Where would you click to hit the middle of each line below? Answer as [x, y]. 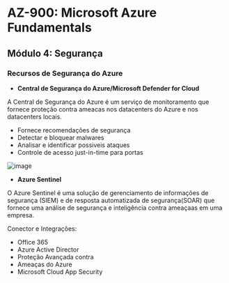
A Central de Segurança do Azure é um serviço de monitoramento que [108, 102]
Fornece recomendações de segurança [74, 130]
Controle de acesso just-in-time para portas [80, 152]
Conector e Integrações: [42, 229]
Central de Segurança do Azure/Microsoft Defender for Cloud [108, 88]
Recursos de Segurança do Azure [65, 73]
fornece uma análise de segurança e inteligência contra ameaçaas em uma [115, 208]
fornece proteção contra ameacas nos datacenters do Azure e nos [103, 109]
